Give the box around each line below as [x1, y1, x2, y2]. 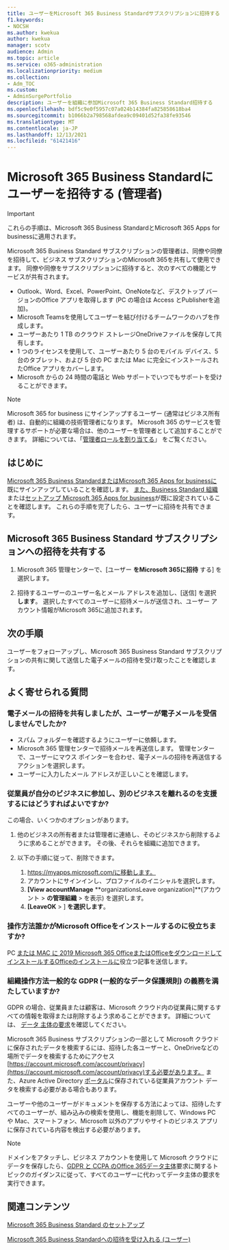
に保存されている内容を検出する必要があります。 [7, 1126, 145, 1134]
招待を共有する [42, 546, 106, 558]
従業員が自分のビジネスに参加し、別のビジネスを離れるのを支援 [7, 789, 217, 799]
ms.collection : [7, 73, 51, 81]
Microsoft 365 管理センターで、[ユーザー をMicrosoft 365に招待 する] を [16, 565, 222, 574]
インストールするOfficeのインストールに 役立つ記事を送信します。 [7, 957, 191, 965]
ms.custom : [7, 86, 38, 93]
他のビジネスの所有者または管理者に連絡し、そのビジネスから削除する [16, 831, 215, 839]
